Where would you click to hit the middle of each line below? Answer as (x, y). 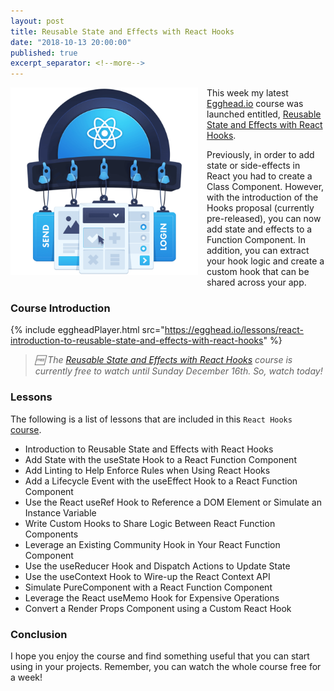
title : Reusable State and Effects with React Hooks (122, 31)
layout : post (37, 21)
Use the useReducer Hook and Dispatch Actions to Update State (157, 566)
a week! (26, 677)
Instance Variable (60, 512)
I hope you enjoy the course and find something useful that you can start (160, 656)
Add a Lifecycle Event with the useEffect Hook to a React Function (161, 481)
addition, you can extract (258, 251)
